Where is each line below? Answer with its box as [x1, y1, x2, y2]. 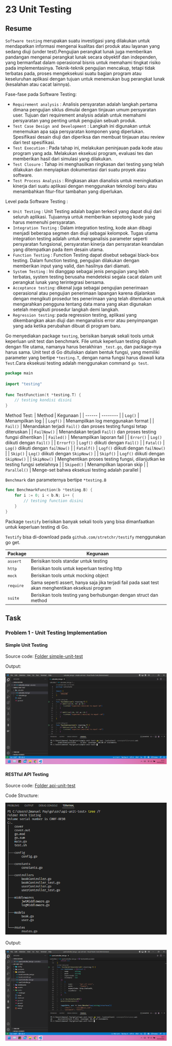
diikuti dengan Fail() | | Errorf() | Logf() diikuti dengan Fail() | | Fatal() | [5, 440, 165, 446]
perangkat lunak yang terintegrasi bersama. [12, 279, 105, 285]
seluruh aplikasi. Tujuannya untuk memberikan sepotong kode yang [12, 214, 156, 220]
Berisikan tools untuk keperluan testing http [30, 565, 122, 571]
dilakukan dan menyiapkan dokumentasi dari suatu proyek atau [12, 167, 146, 172]
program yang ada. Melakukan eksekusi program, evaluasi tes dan [12, 150, 153, 156]
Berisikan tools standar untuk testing [30, 558, 108, 564]
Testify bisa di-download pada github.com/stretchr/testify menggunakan [5, 534, 166, 540]
